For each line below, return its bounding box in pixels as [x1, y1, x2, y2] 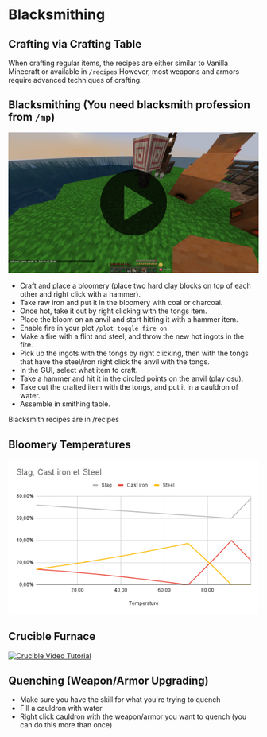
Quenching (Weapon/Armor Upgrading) [8, 673, 209, 687]
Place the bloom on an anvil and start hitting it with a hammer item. [19, 315, 238, 324]
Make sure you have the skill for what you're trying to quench [19, 695, 221, 704]
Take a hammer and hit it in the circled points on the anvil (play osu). [19, 374, 244, 383]
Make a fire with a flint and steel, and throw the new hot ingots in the [19, 332, 245, 341]
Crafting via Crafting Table [8, 37, 141, 51]
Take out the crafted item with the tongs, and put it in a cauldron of [19, 382, 238, 392]
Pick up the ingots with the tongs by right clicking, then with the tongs [19, 348, 249, 359]
